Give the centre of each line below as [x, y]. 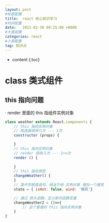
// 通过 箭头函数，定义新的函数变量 [45, 198]
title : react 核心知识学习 [31, 18]
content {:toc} [26, 59]
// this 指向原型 [30, 171]
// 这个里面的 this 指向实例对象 [52, 207]
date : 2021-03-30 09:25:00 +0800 [41, 28]
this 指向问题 [24, 100]
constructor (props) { [37, 136]
